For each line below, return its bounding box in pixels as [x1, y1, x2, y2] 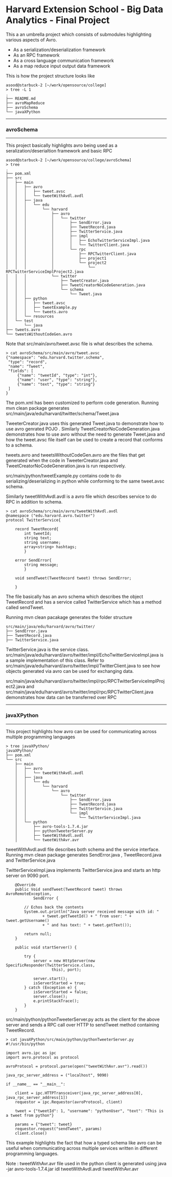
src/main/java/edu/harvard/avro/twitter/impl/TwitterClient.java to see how [6, 663, 160, 669]
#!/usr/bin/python [6, 1041, 45, 1046]
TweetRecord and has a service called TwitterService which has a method [6, 599, 162, 605]
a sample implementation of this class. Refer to [6, 657, 104, 664]
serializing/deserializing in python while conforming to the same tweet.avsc [6, 478, 165, 484]
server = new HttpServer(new [33, 958, 95, 963]
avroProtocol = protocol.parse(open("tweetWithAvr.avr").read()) [6, 1064, 148, 1069]
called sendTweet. [6, 605, 45, 611]
